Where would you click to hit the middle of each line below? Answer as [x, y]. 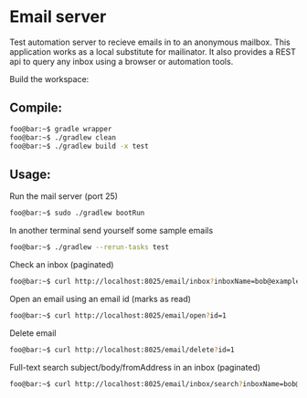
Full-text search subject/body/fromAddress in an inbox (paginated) [135, 367]
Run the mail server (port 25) [64, 196]
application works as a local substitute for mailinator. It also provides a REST [153, 51]
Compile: [36, 108]
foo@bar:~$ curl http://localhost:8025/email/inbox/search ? [127, 384]
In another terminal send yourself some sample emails [111, 231]
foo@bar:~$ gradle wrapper [61, 129]
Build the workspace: [49, 79]
